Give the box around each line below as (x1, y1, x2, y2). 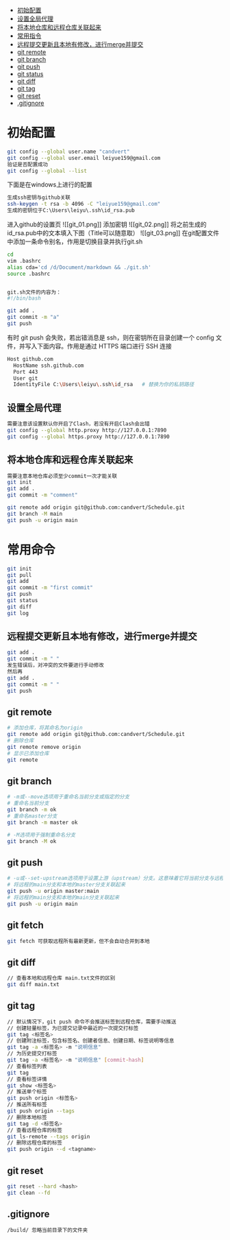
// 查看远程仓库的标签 (7, 1127, 63, 1134)
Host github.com (7, 355, 53, 362)
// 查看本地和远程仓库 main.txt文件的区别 (7, 975, 116, 982)
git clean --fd (7, 1189, 51, 1196)
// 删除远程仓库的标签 (7, 1139, 63, 1147)
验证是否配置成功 (7, 160, 49, 168)
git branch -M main (7, 510, 63, 517)
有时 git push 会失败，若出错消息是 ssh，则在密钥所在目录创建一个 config (7, 333, 214, 342)
